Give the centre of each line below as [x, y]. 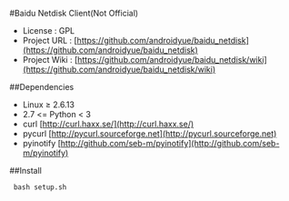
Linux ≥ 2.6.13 [49, 105]
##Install [26, 171]
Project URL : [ [50, 40]
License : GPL [49, 30]
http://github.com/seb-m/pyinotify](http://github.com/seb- [170, 143]
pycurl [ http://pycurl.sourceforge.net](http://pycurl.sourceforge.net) [149, 134]
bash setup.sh [40, 187]
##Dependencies [42, 87]
